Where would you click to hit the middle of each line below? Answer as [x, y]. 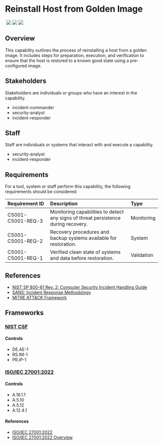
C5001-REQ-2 [25, 241]
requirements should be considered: [41, 192]
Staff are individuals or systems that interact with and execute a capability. [79, 145]
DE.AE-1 [20, 349]
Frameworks [24, 313]
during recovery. [69, 224]
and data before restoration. [82, 258]
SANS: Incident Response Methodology [51, 292]
